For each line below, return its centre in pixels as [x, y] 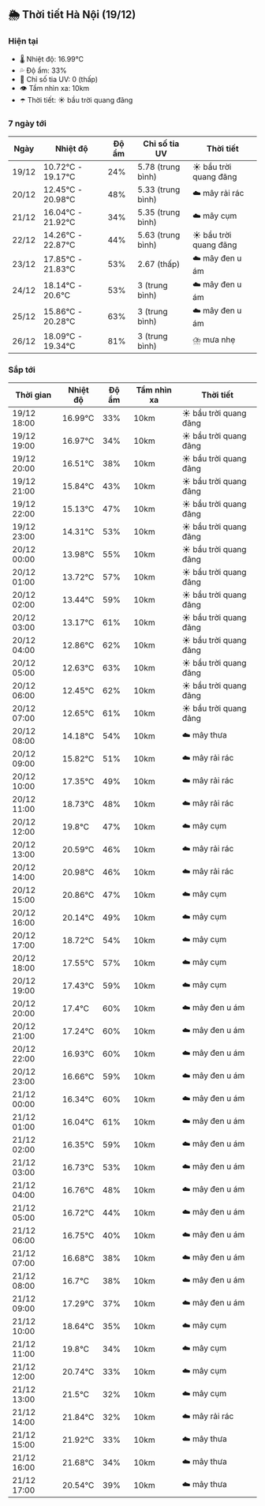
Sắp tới [22, 370]
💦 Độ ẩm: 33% [43, 70]
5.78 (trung [159, 167]
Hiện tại [23, 41]
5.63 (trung [159, 235]
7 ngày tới [28, 123]
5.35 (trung [159, 212]
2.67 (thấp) [159, 265]
